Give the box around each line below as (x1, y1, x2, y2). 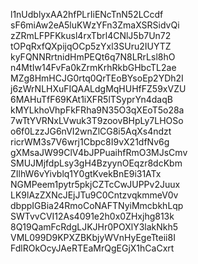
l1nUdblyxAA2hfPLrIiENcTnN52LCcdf (10, 9, 164, 20)
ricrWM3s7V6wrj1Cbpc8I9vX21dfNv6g (10, 136, 170, 148)
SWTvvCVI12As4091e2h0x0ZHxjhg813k (10, 210, 175, 222)
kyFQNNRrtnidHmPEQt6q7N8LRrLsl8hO (10, 51, 176, 63)
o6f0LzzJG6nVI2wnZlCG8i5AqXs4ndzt (10, 125, 172, 137)
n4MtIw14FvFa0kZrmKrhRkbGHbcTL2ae (10, 62, 177, 73)
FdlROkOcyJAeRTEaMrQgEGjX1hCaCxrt (10, 242, 175, 254)
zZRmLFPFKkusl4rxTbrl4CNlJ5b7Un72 (10, 30, 172, 41)
